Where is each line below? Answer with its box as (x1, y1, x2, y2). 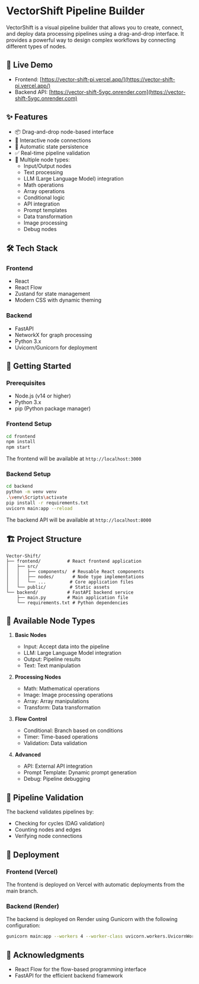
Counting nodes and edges (14, 826, 81, 833)
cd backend (6, 483, 33, 490)
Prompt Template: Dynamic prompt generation (23, 769, 137, 776)
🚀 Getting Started (6, 361, 72, 371)
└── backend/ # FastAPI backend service (6, 589, 134, 595)
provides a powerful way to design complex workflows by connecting (6, 36, 176, 43)
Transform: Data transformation (23, 704, 101, 711)
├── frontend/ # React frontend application (6, 558, 142, 564)
